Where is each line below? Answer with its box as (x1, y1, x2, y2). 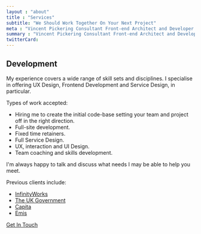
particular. (6, 88, 31, 95)
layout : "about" (6, 8, 50, 15)
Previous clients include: (6, 178, 67, 186)
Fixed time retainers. (14, 130, 66, 137)
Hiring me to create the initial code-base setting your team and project (14, 110, 188, 118)
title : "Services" (6, 14, 55, 20)
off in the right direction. (14, 117, 75, 124)
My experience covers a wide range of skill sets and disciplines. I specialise (6, 74, 193, 82)
